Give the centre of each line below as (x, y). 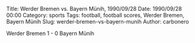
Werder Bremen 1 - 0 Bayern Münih (50, 33)
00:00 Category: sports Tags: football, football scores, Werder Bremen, (95, 15)
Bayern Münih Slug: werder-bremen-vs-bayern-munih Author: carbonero (98, 21)
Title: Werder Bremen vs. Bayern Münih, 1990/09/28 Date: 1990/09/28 (94, 9)
